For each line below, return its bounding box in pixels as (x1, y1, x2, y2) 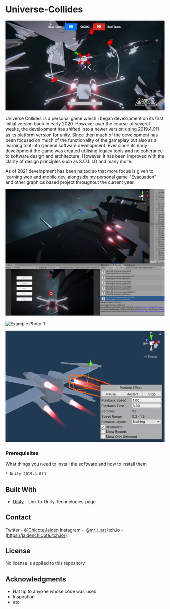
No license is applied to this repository (5, 560, 86, 566)
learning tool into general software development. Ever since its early (5, 143, 148, 149)
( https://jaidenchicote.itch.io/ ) (5, 532, 67, 538)
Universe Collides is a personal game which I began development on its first (5, 115, 163, 122)
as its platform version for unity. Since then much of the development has (5, 132, 158, 138)
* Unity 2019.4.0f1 (5, 471, 47, 476)
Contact (5, 513, 31, 522)
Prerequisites (5, 449, 39, 456)
